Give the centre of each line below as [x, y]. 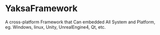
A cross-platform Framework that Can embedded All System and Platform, [80, 22]
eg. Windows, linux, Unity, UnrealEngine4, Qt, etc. [55, 27]
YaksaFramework [41, 9]
